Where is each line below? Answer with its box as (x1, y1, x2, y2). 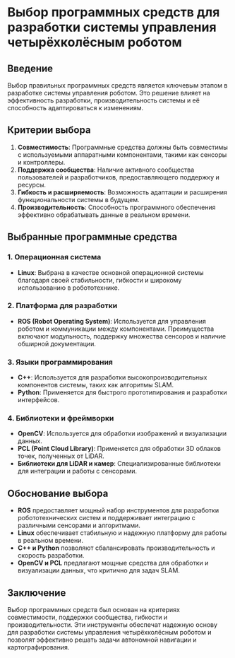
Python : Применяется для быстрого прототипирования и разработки (17, 388, 227, 396)
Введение (7, 62, 54, 74)
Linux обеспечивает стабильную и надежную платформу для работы (17, 529, 227, 537)
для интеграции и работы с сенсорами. (17, 467, 138, 476)
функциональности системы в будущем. (17, 195, 140, 204)
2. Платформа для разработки (7, 301, 118, 311)
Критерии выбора (7, 124, 91, 136)
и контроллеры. (17, 158, 66, 166)
